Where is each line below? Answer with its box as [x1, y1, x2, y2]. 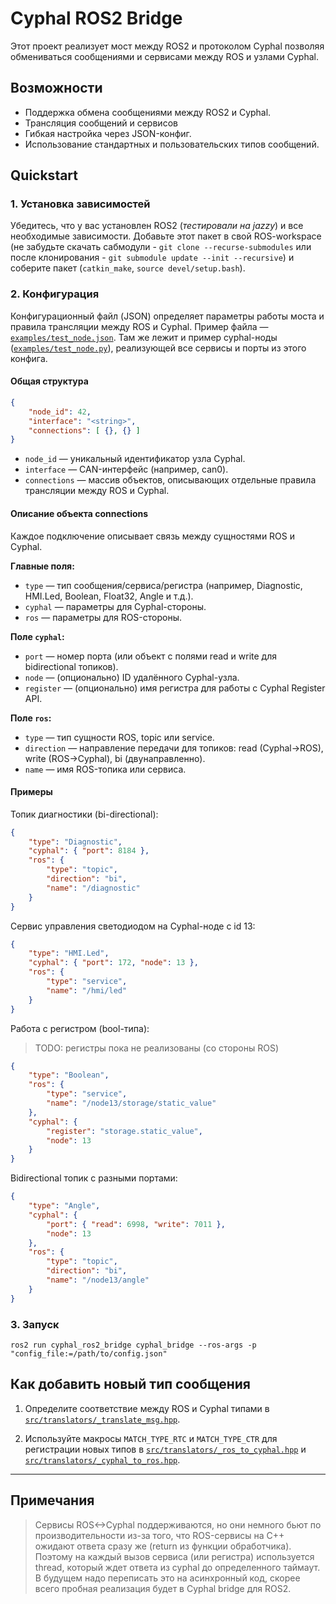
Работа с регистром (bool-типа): [10, 1022, 150, 1034]
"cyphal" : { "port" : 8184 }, [28, 846, 150, 856]
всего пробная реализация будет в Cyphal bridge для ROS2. [34, 1582, 292, 1594]
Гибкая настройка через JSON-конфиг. [24, 127, 192, 139]
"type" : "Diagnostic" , [28, 837, 123, 847]
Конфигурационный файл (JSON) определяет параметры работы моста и [10, 310, 325, 322]
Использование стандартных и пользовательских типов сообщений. [24, 138, 320, 150]
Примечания [10, 1492, 95, 1509]
